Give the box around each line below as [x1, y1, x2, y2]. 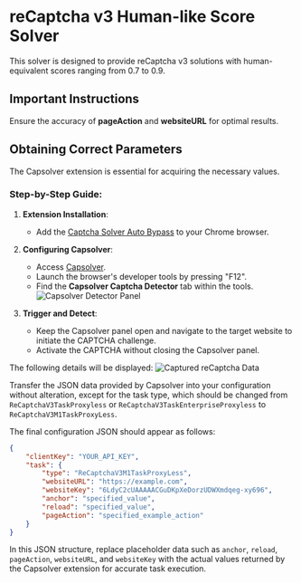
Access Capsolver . [35, 261, 107, 272]
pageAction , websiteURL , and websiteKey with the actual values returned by [9, 554, 286, 565]
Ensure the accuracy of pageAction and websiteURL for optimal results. [9, 115, 279, 126]
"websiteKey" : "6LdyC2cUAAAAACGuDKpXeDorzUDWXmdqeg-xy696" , [42, 486, 273, 495]
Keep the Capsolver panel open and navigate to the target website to [35, 325, 293, 336]
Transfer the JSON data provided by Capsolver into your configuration [9, 379, 271, 390]
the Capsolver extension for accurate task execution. [9, 563, 206, 574]
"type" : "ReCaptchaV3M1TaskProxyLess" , [42, 469, 193, 478]
